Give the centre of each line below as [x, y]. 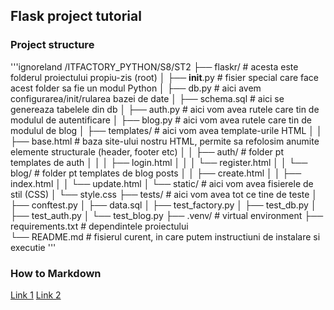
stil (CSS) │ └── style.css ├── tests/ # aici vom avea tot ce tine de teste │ [164, 194]
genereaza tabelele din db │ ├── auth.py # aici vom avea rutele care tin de [165, 109]
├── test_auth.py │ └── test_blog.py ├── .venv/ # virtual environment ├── [167, 215]
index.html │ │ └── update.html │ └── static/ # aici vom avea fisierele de [162, 183]
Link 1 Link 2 [36, 295]
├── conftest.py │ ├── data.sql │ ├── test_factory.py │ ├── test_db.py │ [163, 205]
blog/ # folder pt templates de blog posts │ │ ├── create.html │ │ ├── [156, 173]
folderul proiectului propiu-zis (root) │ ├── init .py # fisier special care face [165, 77]
